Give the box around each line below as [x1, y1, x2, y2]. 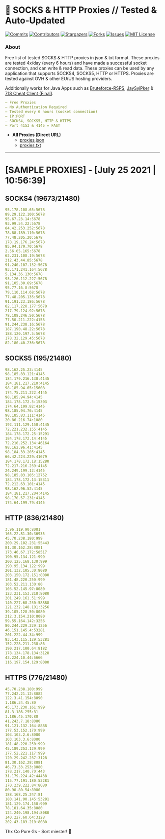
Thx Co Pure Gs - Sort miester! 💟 [5, 828, 72, 834]
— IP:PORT [5, 113, 26, 119]
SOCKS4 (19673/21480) [5, 194, 80, 203]
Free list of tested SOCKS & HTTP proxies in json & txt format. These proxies [5, 55, 160, 61]
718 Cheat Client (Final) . [5, 91, 54, 97]
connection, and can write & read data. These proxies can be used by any [5, 65, 155, 71]
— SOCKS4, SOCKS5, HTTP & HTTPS [5, 118, 71, 123]
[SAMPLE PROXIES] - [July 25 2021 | [5, 164, 156, 176]
